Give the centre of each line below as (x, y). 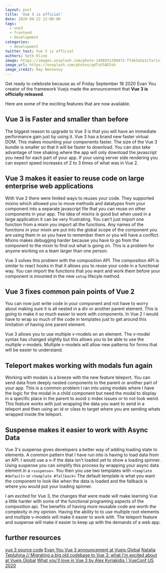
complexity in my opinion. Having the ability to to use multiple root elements (82, 512)
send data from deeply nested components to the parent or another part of (81, 383)
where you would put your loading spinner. (49, 486)
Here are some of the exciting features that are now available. (68, 104)
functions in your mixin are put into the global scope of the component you (81, 230)
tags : (11, 24)
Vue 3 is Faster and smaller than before (67, 119)
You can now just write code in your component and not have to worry (77, 304)
